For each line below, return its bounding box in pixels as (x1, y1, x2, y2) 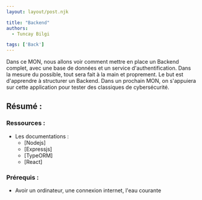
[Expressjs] (24, 145, 52, 153)
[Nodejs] (24, 139, 46, 146)
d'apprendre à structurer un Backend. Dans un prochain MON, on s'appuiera (6, 77, 197, 85)
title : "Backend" (6, 19, 50, 26)
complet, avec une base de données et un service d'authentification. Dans (6, 64, 191, 72)
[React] (24, 158, 43, 165)
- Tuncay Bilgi (11, 31, 50, 37)
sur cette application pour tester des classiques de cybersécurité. (6, 83, 170, 91)
